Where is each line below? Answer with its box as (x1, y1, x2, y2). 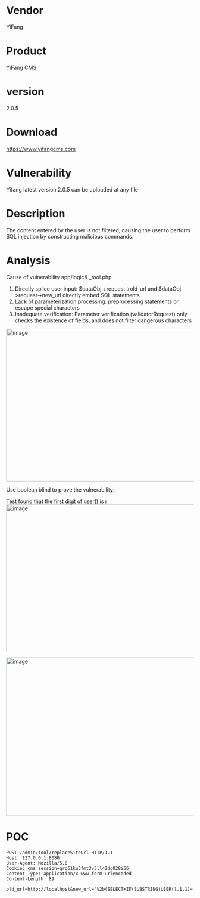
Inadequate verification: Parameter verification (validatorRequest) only (14, 310, 187, 317)
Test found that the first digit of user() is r (6, 498, 108, 505)
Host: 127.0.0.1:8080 (6, 854, 60, 861)
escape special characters (14, 304, 80, 311)
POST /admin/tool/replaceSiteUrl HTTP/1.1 (6, 850, 113, 856)
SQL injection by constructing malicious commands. (6, 233, 134, 240)
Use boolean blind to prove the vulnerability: (6, 486, 115, 493)
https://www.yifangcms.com (6, 145, 76, 152)
